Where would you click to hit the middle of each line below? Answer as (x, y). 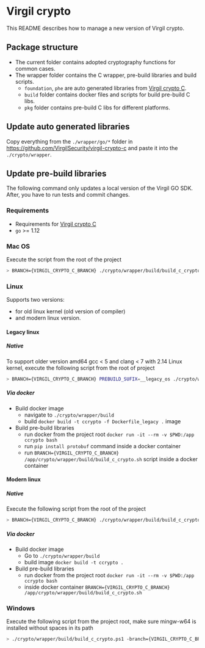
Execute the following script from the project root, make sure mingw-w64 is (101, 622)
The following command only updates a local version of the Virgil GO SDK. (100, 188)
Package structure (42, 47)
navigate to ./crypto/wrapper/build (69, 415)
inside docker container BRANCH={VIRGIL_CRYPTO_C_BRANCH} (97, 587)
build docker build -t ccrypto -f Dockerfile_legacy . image (103, 421)
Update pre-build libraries (56, 173)
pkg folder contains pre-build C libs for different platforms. (97, 107)
